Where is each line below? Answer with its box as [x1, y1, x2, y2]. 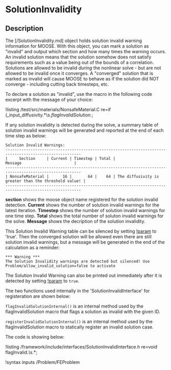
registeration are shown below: [5, 293, 71, 299]
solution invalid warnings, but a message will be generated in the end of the [5, 239, 165, 245]
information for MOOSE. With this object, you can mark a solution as [5, 43, 149, 49]
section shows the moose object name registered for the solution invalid [5, 196, 158, 202]
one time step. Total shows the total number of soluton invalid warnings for [5, 213, 164, 219]
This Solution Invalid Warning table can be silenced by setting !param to [5, 228, 157, 234]
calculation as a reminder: [5, 244, 60, 251]
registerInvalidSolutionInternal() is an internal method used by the [5, 319, 153, 324]
